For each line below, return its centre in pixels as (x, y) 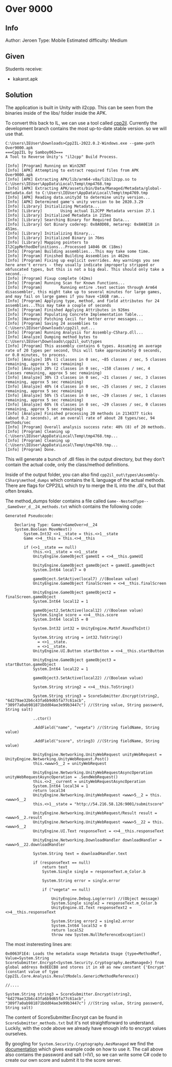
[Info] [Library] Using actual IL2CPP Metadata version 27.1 (80, 211)
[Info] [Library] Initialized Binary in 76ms (55, 238)
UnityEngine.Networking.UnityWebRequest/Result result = (95, 813)
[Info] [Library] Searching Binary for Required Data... (68, 220)
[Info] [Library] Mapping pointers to (47, 242)
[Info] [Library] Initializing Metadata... (53, 206)
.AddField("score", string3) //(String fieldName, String (96, 741)
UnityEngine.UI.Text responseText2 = (91, 907)
